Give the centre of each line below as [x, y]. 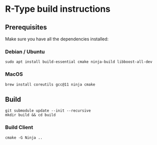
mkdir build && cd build [30, 115]
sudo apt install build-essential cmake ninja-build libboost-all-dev [79, 62]
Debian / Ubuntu [25, 52]
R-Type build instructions [58, 9]
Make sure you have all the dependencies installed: [57, 39]
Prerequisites [26, 27]
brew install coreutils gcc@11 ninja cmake [50, 85]
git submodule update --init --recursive [48, 111]
